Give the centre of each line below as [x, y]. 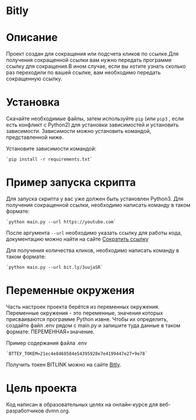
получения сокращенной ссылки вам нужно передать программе [89, 60]
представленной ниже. [35, 137]
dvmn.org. [58, 411]
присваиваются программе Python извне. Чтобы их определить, [87, 319]
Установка [33, 102]
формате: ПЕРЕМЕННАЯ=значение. [50, 332]
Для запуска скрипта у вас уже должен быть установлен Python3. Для [95, 199]
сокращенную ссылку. [34, 79]
